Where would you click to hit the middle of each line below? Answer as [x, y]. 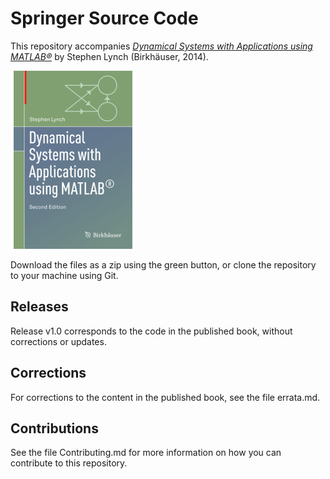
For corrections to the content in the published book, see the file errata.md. [165, 397]
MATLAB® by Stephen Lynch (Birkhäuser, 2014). [109, 56]
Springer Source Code [104, 18]
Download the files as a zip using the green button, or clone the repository [163, 264]
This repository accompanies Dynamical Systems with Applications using [161, 46]
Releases [39, 307]
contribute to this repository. [69, 463]
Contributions [54, 428]
